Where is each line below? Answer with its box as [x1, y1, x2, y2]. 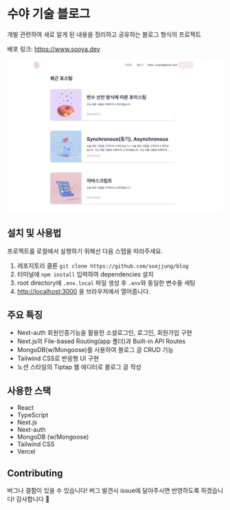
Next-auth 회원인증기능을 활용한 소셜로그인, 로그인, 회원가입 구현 [16, 329, 192, 337]
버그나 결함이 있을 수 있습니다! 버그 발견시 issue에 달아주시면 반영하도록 [7, 487, 200, 495]
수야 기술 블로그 [7, 6, 91, 22]
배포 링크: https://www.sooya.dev [7, 45, 101, 53]
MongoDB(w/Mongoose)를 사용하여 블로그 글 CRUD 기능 [16, 346, 174, 354]
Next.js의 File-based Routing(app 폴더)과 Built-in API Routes [16, 337, 186, 345]
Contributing [7, 467, 63, 479]
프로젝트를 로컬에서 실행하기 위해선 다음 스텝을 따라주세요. [7, 246, 163, 255]
